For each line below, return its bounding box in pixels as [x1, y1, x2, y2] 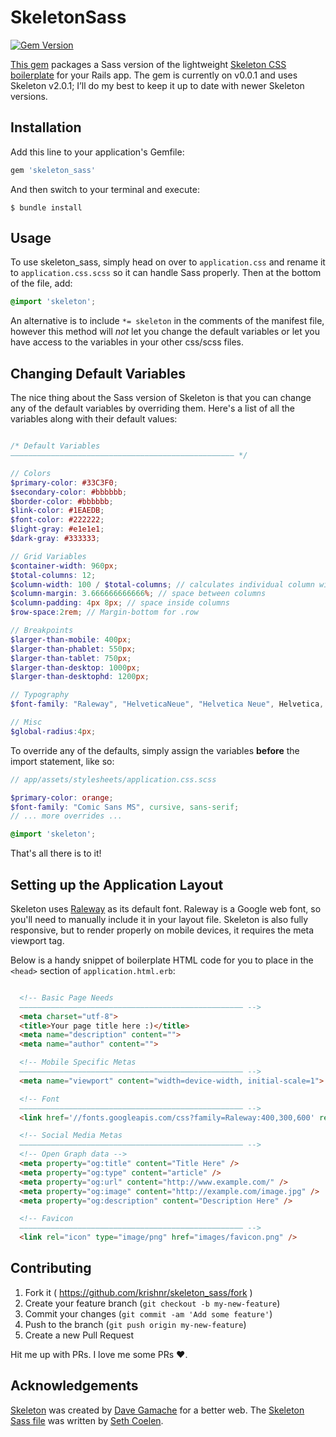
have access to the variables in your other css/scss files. [10, 336, 245, 348]
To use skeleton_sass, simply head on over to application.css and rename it [10, 256, 326, 268]
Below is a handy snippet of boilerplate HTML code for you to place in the [10, 954, 314, 966]
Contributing [10, 1260, 92, 1277]
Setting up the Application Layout [10, 876, 224, 893]
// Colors [10, 468, 52, 478]
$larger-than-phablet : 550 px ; [10, 644, 137, 654]
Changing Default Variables [10, 365, 187, 382]
